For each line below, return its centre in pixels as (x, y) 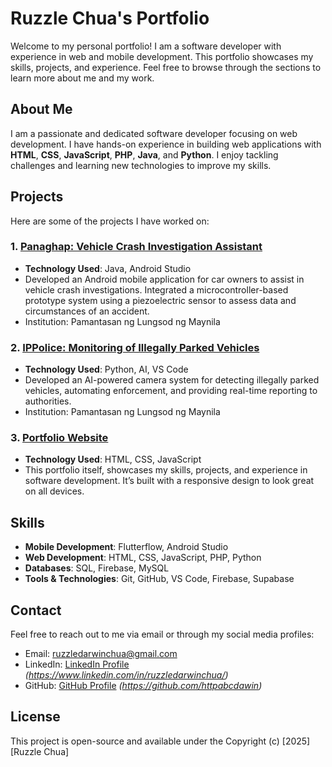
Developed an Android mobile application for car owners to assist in (164, 279)
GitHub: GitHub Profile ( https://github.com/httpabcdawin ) (143, 686)
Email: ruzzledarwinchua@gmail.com (101, 654)
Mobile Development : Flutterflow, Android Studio (126, 547)
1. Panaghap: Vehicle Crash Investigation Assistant (136, 247)
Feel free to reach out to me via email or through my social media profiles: (162, 634)
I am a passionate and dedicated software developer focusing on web (154, 133)
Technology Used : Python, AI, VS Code (106, 369)
